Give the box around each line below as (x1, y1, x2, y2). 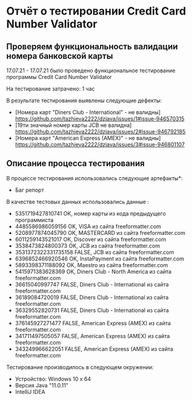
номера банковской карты (6, 50, 113, 61)
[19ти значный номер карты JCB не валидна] (15, 121, 132, 129)
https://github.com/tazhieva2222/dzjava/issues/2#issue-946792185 (15, 128, 186, 135)
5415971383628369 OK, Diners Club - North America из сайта (15, 268, 171, 275)
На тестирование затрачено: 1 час (6, 85, 95, 92)
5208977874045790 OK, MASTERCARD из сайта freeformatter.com (15, 229, 186, 236)
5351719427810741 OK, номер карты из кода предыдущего (15, 209, 167, 217)
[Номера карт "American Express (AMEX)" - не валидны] (15, 135, 161, 141)
